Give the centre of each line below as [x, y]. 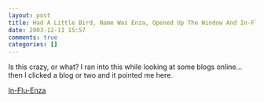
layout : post [29, 15]
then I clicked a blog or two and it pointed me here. [90, 75]
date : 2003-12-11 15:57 [47, 30]
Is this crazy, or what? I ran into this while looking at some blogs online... [125, 67]
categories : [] [33, 45]
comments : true [33, 37]
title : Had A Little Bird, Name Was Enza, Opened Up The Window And [123, 23]
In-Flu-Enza [27, 90]
